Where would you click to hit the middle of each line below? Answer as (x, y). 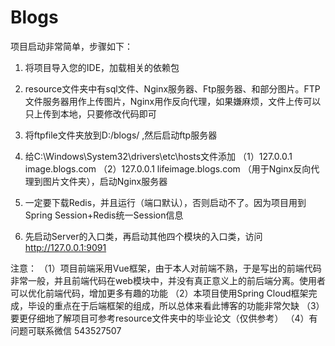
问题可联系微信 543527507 (66, 330)
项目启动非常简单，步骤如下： (71, 46)
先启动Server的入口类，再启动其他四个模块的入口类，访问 (143, 236)
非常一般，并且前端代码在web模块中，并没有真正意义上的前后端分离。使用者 (168, 280)
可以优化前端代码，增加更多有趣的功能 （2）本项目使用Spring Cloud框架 (159, 293)
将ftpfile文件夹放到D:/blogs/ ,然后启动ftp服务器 (121, 135)
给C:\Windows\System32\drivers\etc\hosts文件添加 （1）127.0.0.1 (158, 156)
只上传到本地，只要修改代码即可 (90, 113)
